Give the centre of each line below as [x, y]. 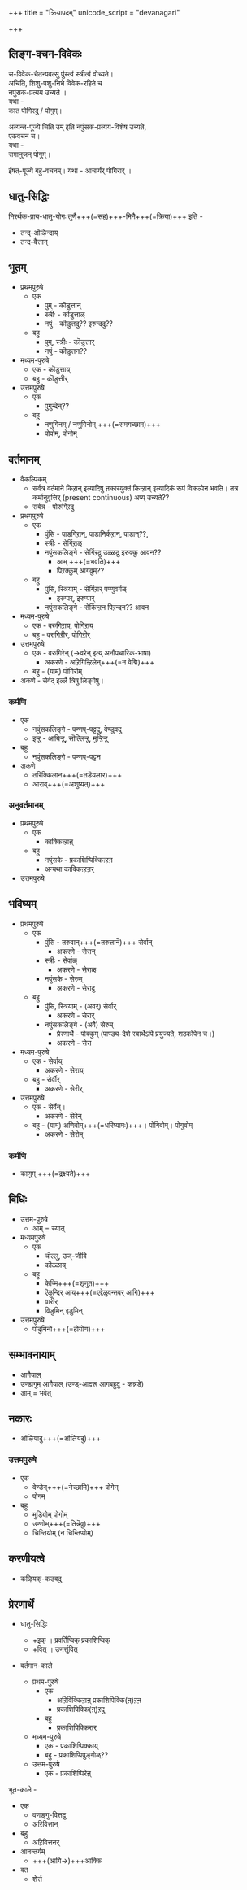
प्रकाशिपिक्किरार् [77, 1727]
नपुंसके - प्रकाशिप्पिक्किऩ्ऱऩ [78, 860]
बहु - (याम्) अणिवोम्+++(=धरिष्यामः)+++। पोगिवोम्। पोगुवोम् [113, 1125]
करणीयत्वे [27, 1559]
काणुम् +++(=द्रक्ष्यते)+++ [55, 1173]
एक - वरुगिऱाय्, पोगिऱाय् [63, 625]
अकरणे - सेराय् [64, 1070]
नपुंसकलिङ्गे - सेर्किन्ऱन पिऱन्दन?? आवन [97, 607]
